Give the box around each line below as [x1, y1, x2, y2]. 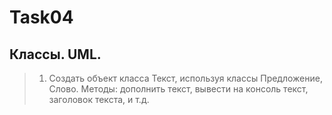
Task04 [9, 6, 74, 29]
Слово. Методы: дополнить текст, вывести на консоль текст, [48, 83, 309, 95]
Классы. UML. [9, 46, 102, 63]
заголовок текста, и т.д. [48, 94, 150, 105]
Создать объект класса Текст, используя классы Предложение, [48, 72, 323, 84]
